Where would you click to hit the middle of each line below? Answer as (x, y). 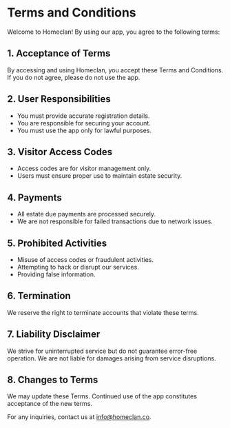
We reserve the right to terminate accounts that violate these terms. (103, 312)
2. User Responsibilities (59, 99)
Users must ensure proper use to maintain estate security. (100, 176)
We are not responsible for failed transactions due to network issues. (115, 221)
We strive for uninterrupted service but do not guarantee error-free (102, 351)
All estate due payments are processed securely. (86, 214)
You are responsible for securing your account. (84, 123)
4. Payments (34, 197)
